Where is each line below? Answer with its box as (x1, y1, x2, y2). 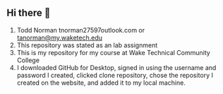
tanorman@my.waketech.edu (16, 33, 103, 42)
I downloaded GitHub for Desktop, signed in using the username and (16, 63, 217, 71)
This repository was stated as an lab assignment (16, 40, 158, 49)
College (16, 56, 40, 64)
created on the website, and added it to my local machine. (16, 78, 186, 87)
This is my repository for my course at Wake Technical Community (16, 48, 211, 57)
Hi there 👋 (6, 7, 51, 19)
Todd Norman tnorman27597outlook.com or (16, 25, 145, 34)
